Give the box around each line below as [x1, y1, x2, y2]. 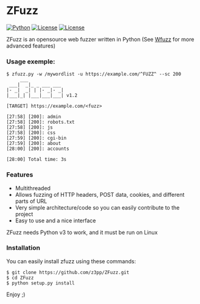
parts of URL [15, 197, 48, 205]
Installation [6, 244, 41, 252]
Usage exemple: [6, 57, 55, 66]
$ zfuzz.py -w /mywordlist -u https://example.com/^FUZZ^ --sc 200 [6, 71, 182, 77]
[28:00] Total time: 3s [6, 157, 67, 163]
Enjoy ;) [6, 291, 26, 298]
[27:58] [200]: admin [6, 114, 62, 120]
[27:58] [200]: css [6, 130, 56, 136]
